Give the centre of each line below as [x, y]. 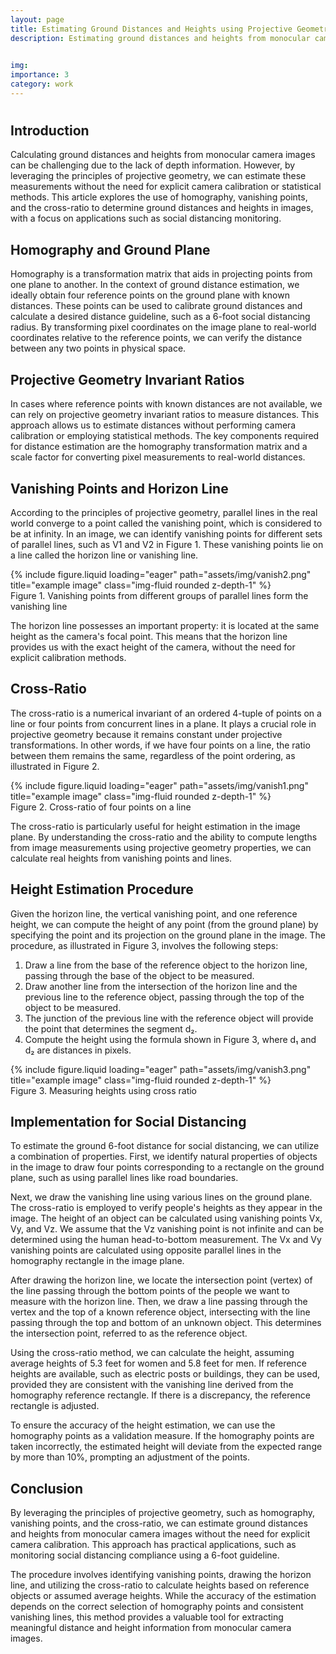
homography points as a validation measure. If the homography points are [162, 1436]
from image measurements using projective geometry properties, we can [161, 847]
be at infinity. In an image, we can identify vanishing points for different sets [166, 533]
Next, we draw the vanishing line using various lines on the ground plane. [161, 1197]
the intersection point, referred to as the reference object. [129, 1333]
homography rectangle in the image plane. [97, 1261]
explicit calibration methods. [68, 657]
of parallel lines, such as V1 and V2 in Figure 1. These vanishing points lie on [167, 544]
